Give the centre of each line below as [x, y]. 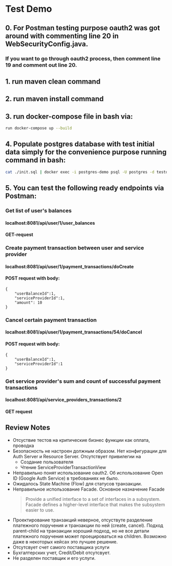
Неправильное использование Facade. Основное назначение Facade [89, 489]
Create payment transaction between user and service [75, 248]
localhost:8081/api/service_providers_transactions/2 [63, 400]
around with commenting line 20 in [62, 36]
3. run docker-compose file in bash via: [69, 116]
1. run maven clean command [53, 81]
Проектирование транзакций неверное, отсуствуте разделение [82, 520]
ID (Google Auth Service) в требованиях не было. [66, 478]
